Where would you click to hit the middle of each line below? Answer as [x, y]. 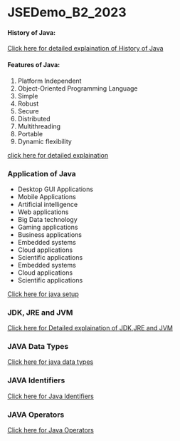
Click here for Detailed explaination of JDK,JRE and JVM [90, 328]
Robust [28, 103]
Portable [30, 133]
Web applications [43, 212]
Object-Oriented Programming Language [78, 88]
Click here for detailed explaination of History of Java [85, 49]
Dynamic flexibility [45, 141]
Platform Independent [49, 81]
